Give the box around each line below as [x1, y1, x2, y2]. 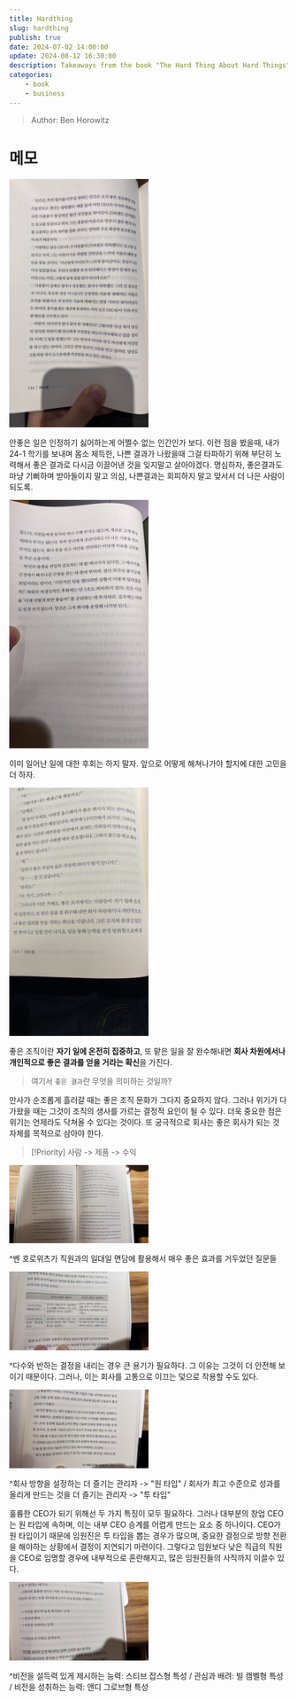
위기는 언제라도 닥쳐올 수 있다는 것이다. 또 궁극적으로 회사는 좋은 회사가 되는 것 [9, 1116, 280, 1127]
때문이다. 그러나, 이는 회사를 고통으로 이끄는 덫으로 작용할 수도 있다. [25, 1371, 259, 1383]
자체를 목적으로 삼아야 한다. [9, 1127, 104, 1139]
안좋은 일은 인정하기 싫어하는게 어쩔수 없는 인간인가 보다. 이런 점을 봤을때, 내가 [9, 437, 280, 448]
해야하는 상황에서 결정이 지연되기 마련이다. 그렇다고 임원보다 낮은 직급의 [18, 1541, 267, 1552]
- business [25, 89, 65, 98]
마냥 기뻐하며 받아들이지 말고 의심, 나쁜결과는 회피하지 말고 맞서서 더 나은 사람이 [9, 470, 286, 481]
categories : [9, 71, 53, 80]
